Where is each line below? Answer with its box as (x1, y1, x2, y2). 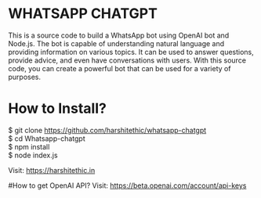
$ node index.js (8, 150, 58, 160)
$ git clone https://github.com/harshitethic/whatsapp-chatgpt (8, 125, 207, 135)
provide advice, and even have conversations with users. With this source (8, 56, 247, 65)
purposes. (8, 72, 42, 81)
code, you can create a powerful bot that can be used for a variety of (8, 63, 231, 73)
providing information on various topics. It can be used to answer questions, (8, 47, 255, 56)
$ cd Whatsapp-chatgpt (8, 134, 85, 143)
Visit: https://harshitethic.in (8, 165, 96, 175)
